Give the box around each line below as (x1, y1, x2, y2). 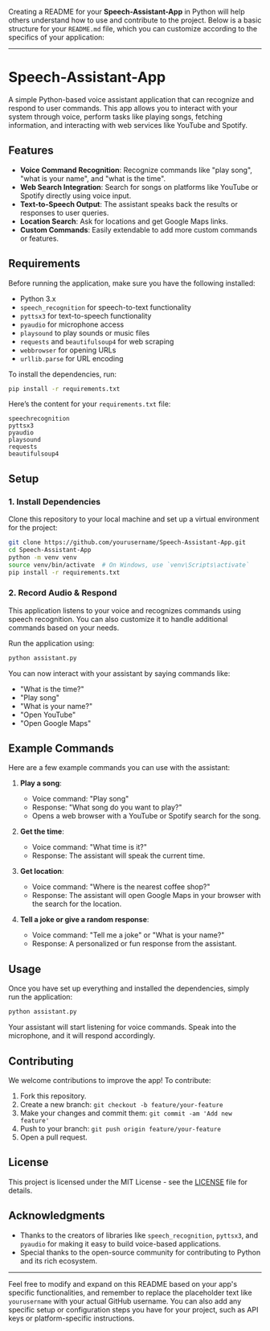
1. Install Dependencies (8, 496, 101, 507)
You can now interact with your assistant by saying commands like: (8, 668, 231, 678)
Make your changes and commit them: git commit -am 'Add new (19, 1108, 233, 1118)
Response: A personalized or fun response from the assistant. (31, 939, 237, 949)
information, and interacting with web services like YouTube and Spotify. (8, 120, 247, 130)
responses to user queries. (19, 208, 109, 217)
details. (8, 1185, 33, 1195)
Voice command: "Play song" (31, 794, 129, 804)
